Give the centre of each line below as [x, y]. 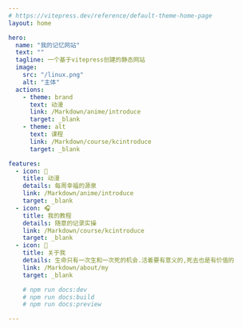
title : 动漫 [41, 178]
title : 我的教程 [47, 216]
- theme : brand [48, 97]
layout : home [30, 23]
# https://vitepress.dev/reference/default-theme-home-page [111, 16]
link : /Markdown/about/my [66, 268]
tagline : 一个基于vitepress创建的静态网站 [81, 60]
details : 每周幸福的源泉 [60, 186]
